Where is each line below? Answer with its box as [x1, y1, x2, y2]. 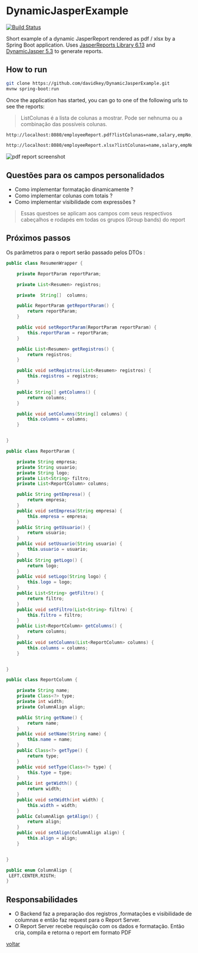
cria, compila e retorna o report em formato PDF [14, 929, 131, 936]
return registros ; [27, 351, 72, 357]
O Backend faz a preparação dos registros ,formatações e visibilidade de [14, 910, 192, 918]
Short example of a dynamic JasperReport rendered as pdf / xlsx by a [6, 35, 176, 42]
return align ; [27, 819, 62, 825]
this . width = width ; [27, 802, 78, 809]
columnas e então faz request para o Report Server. [14, 916, 141, 924]
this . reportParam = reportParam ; [27, 330, 110, 336]
